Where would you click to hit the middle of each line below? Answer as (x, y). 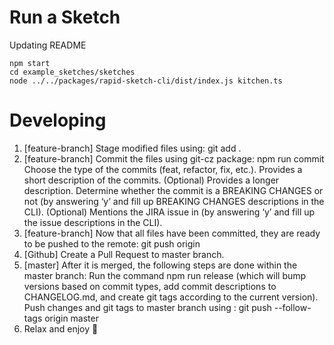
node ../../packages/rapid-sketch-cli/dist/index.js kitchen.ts (146, 81)
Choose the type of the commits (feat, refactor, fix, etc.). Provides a (163, 169)
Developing (58, 120)
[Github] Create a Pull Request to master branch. (124, 254)
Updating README (48, 45)
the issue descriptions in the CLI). (93, 222)
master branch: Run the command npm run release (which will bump (165, 275)
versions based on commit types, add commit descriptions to (150, 286)
